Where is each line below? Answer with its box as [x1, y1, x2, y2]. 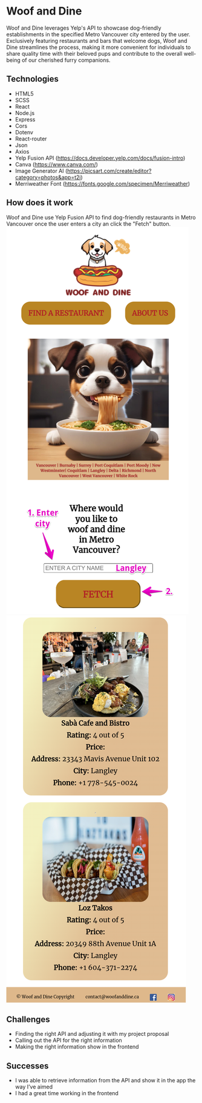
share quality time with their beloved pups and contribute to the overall [6, 50, 183, 57]
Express [15, 116, 36, 123]
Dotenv [15, 128, 33, 136]
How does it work [6, 198, 74, 208]
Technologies [6, 74, 59, 84]
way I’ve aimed [15, 1083, 53, 1090]
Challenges [6, 1014, 50, 1024]
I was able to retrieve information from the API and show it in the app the [15, 1077, 196, 1084]
